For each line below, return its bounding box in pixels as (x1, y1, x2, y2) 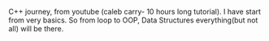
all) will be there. (8, 24, 64, 33)
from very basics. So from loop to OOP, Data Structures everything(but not (8, 15, 258, 25)
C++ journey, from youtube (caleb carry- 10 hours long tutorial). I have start (8, 7, 262, 16)
